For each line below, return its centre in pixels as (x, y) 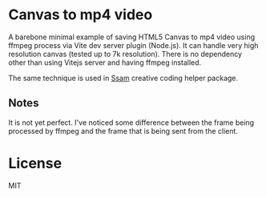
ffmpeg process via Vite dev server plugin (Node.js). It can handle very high (133, 45)
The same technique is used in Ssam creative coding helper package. (123, 78)
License (35, 163)
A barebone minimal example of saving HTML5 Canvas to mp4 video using (131, 37)
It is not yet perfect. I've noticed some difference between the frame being (131, 123)
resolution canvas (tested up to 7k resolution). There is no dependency (125, 54)
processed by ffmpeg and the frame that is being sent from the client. (123, 131)
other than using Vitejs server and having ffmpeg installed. (105, 62)
